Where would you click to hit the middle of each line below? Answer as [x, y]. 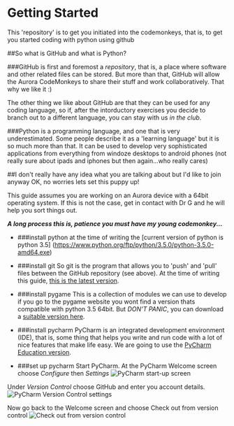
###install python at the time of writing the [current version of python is [120, 237]
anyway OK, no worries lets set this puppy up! [73, 182]
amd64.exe [34, 252]
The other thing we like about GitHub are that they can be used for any [109, 102]
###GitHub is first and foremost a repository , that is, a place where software [117, 66]
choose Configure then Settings [63, 373]
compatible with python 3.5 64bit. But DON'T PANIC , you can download [120, 308]
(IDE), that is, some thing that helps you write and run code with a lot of [120, 337]
